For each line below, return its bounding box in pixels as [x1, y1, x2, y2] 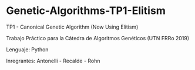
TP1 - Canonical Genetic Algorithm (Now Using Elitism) [6, 23, 139, 30]
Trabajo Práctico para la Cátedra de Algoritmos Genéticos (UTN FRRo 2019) [6, 34, 190, 41]
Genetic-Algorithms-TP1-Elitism [6, 4, 166, 17]
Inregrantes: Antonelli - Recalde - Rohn [6, 57, 101, 64]
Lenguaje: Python [6, 45, 49, 53]
